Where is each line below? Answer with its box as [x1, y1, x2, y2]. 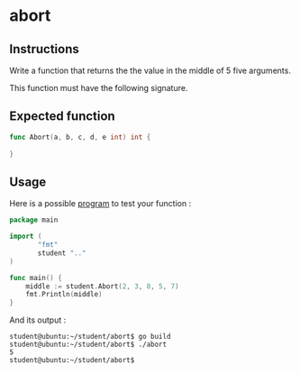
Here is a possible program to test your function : [9, 198, 192, 209]
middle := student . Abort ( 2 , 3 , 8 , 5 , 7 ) [25, 281, 179, 291]
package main [9, 215, 59, 225]
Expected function [9, 109, 115, 124]
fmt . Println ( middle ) [25, 290, 103, 299]
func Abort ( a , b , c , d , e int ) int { [9, 132, 151, 141]
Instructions [9, 41, 79, 57]
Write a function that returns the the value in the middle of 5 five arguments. [9, 65, 291, 76]
